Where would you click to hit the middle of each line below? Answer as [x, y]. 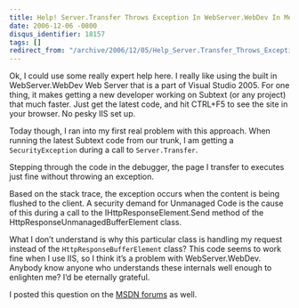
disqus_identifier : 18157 [57, 34]
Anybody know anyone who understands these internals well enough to [141, 268]
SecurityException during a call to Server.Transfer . [104, 150]
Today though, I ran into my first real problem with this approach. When [140, 131]
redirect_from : [37, 51]
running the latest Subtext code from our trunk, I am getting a [121, 141]
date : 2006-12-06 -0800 [53, 26]
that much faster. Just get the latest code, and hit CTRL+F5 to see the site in [149, 104]
